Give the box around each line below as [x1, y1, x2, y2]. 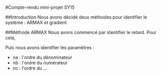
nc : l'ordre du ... [12, 65, 47, 71]
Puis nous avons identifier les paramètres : [5, 45, 94, 50]
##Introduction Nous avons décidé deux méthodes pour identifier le [5, 14, 147, 20]
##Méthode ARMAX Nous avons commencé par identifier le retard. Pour [5, 29, 156, 35]
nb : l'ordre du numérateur [12, 60, 68, 65]
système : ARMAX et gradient [5, 20, 67, 25]
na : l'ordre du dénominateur [12, 54, 73, 60]
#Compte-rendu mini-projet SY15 [5, 5, 75, 10]
